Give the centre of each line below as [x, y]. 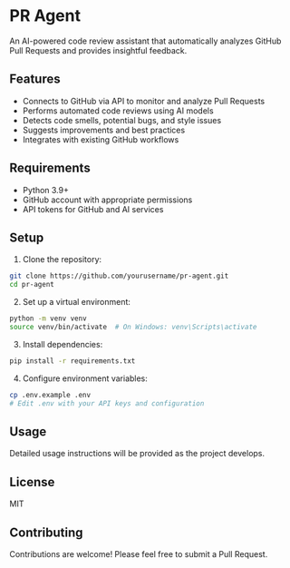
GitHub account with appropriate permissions [107, 200]
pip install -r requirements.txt [72, 361]
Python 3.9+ [46, 190]
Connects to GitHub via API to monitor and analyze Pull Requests [144, 101]
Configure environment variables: [85, 378]
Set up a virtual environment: [77, 302]
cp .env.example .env [50, 395]
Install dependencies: [63, 344]
